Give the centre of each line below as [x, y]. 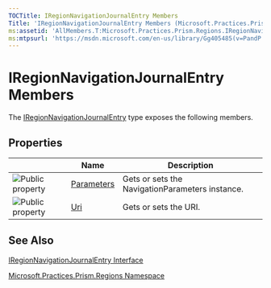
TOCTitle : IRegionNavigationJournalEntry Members [94, 16]
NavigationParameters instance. [183, 189]
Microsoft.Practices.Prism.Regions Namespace [87, 275]
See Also [31, 241]
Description [191, 165]
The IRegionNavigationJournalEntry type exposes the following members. [131, 117]
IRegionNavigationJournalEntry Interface [76, 260]
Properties [35, 143]
